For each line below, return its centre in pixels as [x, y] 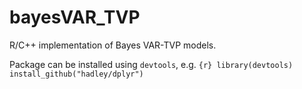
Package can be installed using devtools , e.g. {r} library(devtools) [151, 64]
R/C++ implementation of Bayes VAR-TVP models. [113, 45]
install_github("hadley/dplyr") [76, 74]
